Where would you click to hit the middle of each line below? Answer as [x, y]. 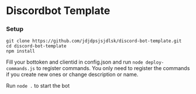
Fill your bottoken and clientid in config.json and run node [75, 62]
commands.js [20, 69]
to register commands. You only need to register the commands [113, 68]
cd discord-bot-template [36, 46]
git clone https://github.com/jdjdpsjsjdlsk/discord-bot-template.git [94, 41]
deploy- [155, 62]
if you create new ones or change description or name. [72, 75]
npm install [20, 51]
